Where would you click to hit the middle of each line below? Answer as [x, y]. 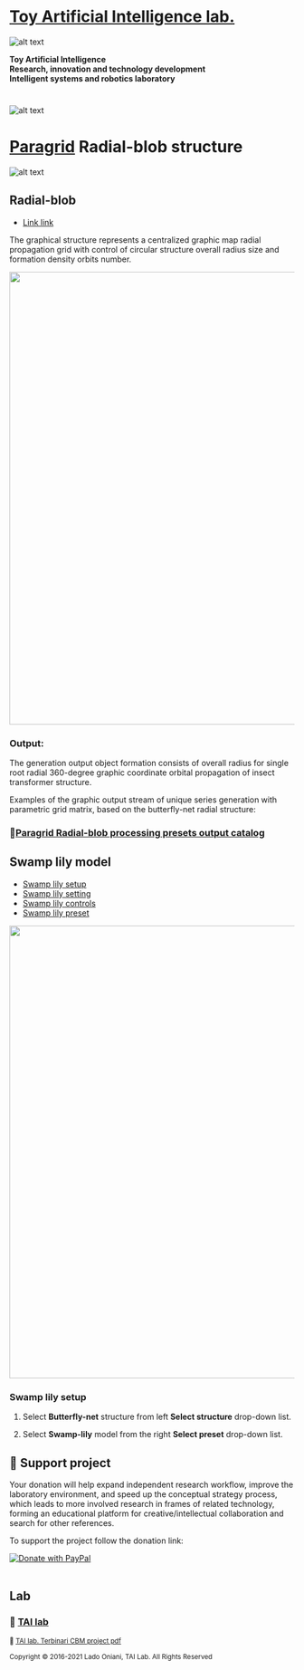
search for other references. [62, 1523]
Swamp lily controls [59, 903]
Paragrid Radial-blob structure [126, 147]
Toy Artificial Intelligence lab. [122, 17]
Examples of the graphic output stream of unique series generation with [143, 800]
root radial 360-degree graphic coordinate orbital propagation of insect [142, 773]
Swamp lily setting [57, 893]
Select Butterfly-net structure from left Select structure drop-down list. [157, 1417]
